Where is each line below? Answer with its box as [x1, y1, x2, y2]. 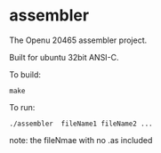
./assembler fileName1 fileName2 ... [9, 119, 153, 128]
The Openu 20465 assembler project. [9, 35, 148, 45]
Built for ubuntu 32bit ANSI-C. [9, 52, 119, 62]
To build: [9, 68, 42, 80]
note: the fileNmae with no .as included [9, 134, 153, 145]
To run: [9, 101, 36, 112]
